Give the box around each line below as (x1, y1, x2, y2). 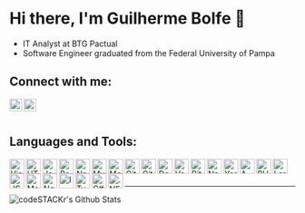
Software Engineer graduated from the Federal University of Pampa (22, 47, 275, 58)
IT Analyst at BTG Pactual (22, 38, 118, 49)
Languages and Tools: (9, 134, 138, 150)
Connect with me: (9, 74, 113, 90)
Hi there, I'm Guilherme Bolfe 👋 (9, 8, 246, 29)
